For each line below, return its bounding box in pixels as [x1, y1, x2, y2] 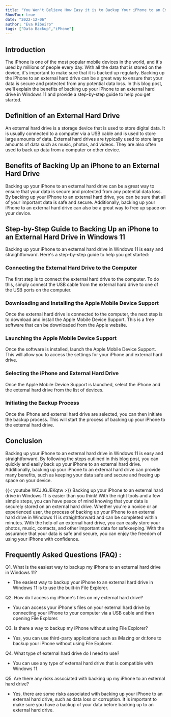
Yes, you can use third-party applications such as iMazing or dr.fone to [12, 635, 162, 641]
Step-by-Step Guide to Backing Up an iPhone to [5, 225, 159, 233]
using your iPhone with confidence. [5, 536, 80, 542]
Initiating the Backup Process [5, 400, 80, 407]
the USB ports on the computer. [5, 286, 72, 293]
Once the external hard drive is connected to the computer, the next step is [5, 311, 163, 317]
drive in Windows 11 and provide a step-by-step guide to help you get [5, 91, 151, 97]
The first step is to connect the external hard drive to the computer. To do [5, 276, 159, 282]
